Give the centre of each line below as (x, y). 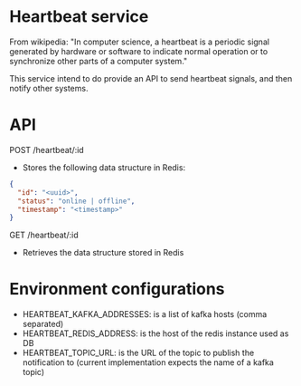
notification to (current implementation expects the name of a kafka (148, 362)
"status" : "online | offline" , (76, 201)
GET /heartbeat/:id (44, 235)
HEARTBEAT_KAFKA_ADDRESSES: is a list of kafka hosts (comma (145, 314)
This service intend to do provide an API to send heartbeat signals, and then (151, 78)
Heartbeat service (79, 17)
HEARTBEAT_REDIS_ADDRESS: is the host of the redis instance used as (155, 333)
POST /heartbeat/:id (47, 150)
